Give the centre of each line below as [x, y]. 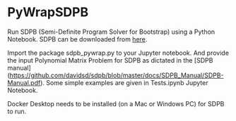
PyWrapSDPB [48, 12]
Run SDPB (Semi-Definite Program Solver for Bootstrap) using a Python [111, 32]
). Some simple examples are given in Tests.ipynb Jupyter [124, 82]
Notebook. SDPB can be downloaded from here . [77, 39]
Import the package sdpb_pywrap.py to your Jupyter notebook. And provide [118, 53]
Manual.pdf [24, 82]
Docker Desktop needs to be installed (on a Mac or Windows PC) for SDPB [116, 103]
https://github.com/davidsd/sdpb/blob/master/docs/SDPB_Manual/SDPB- [117, 75]
